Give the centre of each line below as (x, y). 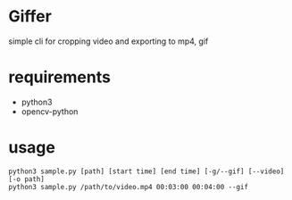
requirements (59, 77)
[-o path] (27, 179)
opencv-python (50, 111)
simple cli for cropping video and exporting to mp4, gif (108, 41)
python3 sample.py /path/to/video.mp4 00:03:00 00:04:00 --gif (129, 187)
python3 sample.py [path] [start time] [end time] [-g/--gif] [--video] (146, 171)
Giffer (30, 17)
